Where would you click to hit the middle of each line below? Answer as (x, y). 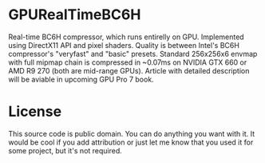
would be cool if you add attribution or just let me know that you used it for (131, 142)
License (35, 111)
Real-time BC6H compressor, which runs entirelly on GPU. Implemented (127, 37)
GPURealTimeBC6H (75, 15)
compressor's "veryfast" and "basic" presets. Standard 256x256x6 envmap (133, 54)
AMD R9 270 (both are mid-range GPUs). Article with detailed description (129, 70)
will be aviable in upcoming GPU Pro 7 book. (81, 79)
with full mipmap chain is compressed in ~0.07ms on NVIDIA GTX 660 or (128, 62)
